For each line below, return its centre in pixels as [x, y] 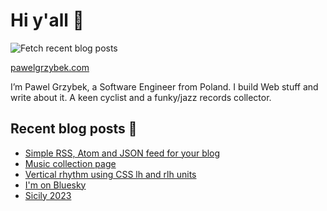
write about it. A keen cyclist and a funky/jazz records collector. [141, 97]
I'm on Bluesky [55, 185]
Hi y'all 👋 [47, 20]
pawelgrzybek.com [50, 67]
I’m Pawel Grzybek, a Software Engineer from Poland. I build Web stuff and [164, 86]
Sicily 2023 [48, 195]
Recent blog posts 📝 [74, 129]
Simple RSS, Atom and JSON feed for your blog [122, 153]
